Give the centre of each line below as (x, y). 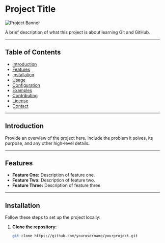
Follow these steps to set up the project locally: (53, 217)
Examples (22, 90)
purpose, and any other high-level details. (47, 143)
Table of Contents (33, 52)
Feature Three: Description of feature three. (57, 185)
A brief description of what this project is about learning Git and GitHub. (78, 32)
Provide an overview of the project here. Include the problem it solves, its (79, 138)
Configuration (26, 85)
